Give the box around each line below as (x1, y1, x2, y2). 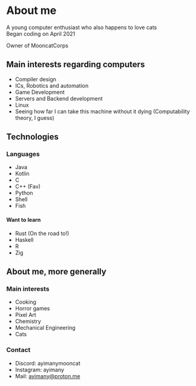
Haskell (15, 236, 34, 243)
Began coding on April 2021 (6, 30, 76, 37)
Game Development (15, 88, 65, 96)
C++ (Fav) (15, 183, 41, 190)
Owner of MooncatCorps (6, 42, 68, 49)
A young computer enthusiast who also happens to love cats (6, 24, 157, 31)
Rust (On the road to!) (15, 230, 70, 237)
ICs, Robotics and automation (15, 82, 89, 89)
